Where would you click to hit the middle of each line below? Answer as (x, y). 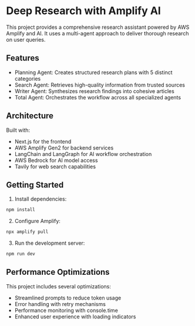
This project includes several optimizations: (59, 286)
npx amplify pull (27, 232)
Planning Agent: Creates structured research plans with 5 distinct (93, 72)
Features (23, 58)
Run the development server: (50, 243)
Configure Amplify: (37, 221)
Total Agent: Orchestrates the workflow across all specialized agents (97, 97)
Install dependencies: (41, 199)
